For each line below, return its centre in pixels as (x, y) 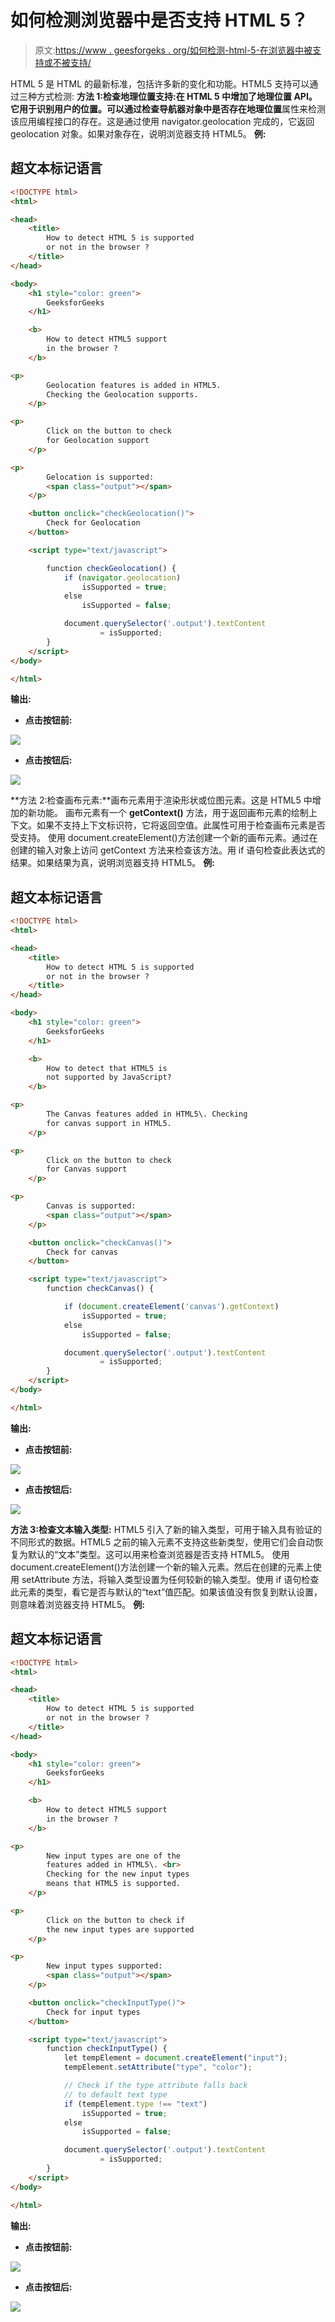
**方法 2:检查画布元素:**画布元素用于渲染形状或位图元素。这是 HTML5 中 (161, 800)
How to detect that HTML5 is (107, 1068)
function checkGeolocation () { (111, 568)
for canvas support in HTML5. (109, 1123)
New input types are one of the (114, 1856)
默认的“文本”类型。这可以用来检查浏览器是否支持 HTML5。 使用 (158, 1554)
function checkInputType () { (107, 2049)
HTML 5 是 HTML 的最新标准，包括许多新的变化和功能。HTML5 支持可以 (160, 83)
